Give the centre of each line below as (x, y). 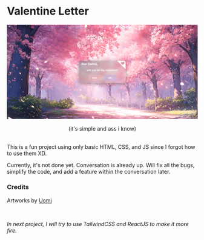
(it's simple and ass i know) (102, 128)
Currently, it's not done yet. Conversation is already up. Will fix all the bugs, (101, 165)
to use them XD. (27, 153)
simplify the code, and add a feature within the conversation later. (89, 171)
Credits (18, 187)
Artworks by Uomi (29, 200)
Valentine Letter (48, 11)
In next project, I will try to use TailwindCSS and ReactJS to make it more (98, 224)
